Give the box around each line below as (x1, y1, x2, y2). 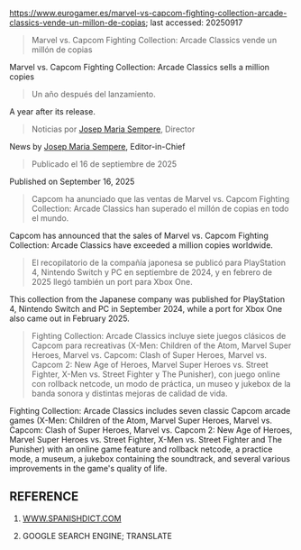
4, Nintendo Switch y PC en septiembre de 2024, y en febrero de (31, 267, 273, 278)
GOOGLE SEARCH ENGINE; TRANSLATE (22, 530, 173, 541)
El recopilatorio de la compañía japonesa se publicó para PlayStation (31, 257, 287, 268)
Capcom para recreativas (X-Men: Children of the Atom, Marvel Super (31, 340, 292, 351)
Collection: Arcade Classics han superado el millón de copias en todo (31, 203, 290, 214)
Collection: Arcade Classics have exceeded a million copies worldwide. (9, 240, 273, 251)
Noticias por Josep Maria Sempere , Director (31, 124, 196, 134)
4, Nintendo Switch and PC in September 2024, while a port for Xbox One (9, 304, 282, 314)
